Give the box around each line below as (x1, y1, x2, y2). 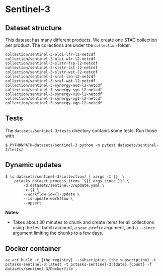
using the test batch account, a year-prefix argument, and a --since (12, 224, 155, 230)
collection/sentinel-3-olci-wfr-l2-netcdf (5, 56, 96, 61)
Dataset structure (5, 24, 62, 32)
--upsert (23, 200, 42, 205)
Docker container (5, 244, 61, 253)
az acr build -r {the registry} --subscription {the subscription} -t (5, 258, 156, 263)
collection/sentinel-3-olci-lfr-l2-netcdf (5, 52, 96, 57)
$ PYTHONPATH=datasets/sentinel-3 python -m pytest (5, 143, 116, 148)
